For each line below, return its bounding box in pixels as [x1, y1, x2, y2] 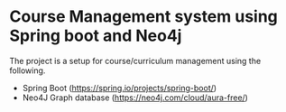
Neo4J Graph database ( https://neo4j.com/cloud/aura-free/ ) [22, 92, 248, 103]
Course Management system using [9, 6, 278, 27]
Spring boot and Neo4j [9, 25, 182, 46]
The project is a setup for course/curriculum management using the [9, 55, 262, 66]
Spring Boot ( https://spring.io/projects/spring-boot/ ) [22, 82, 217, 93]
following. [9, 65, 46, 76]
